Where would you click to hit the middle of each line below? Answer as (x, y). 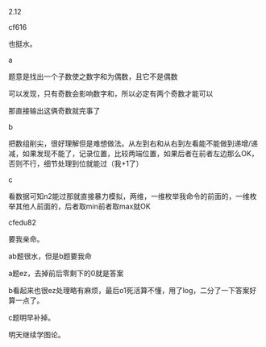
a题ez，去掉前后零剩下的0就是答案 (66, 273)
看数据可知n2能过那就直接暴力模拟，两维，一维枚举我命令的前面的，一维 (129, 196)
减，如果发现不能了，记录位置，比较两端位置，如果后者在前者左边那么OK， (134, 153)
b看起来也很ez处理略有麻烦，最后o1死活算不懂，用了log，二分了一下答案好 (133, 290)
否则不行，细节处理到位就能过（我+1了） (76, 163)
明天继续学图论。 (37, 335)
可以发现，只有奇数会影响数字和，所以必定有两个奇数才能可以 (111, 93)
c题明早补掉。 (31, 318)
